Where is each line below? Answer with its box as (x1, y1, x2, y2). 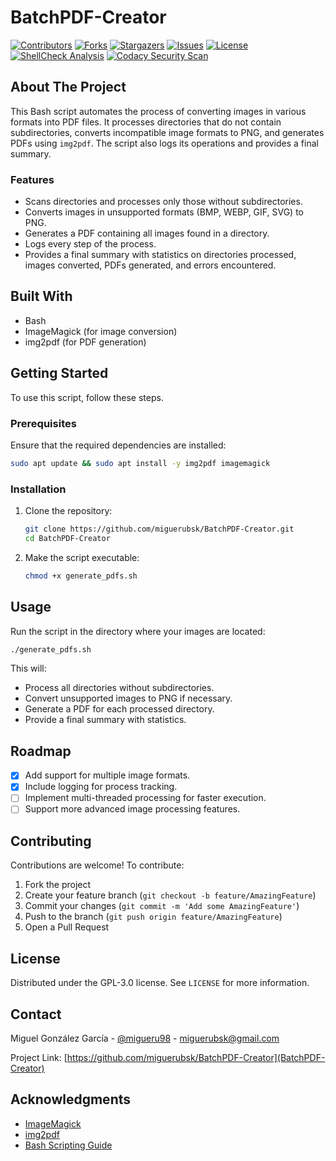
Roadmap (10, 742, 72, 760)
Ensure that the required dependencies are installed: (10, 439, 227, 451)
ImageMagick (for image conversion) (24, 325, 178, 337)
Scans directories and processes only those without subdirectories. (24, 196, 303, 208)
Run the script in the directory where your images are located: (10, 625, 266, 637)
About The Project (10, 79, 127, 96)
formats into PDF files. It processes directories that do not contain (10, 116, 282, 128)
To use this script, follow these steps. (10, 391, 164, 403)
